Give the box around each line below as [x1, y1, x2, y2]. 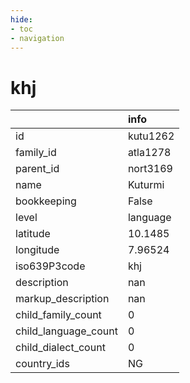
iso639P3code [15, 259, 86, 273]
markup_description [15, 292, 110, 306]
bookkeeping [15, 194, 77, 208]
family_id [15, 146, 57, 160]
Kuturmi [127, 178, 165, 192]
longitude [15, 243, 60, 257]
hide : [10, 14, 33, 25]
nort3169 [127, 162, 173, 176]
